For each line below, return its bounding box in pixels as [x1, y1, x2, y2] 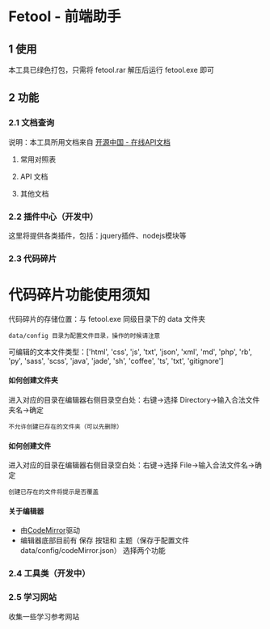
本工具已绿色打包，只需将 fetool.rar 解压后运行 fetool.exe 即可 [8, 65, 214, 74]
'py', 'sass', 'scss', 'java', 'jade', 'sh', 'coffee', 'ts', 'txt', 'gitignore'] [8, 356, 224, 365]
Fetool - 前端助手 [8, 7, 121, 26]
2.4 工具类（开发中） [8, 568, 91, 579]
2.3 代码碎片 [8, 252, 57, 264]
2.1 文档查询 [8, 117, 55, 129]
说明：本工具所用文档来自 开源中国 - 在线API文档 [8, 137, 171, 146]
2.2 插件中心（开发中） [8, 211, 99, 222]
